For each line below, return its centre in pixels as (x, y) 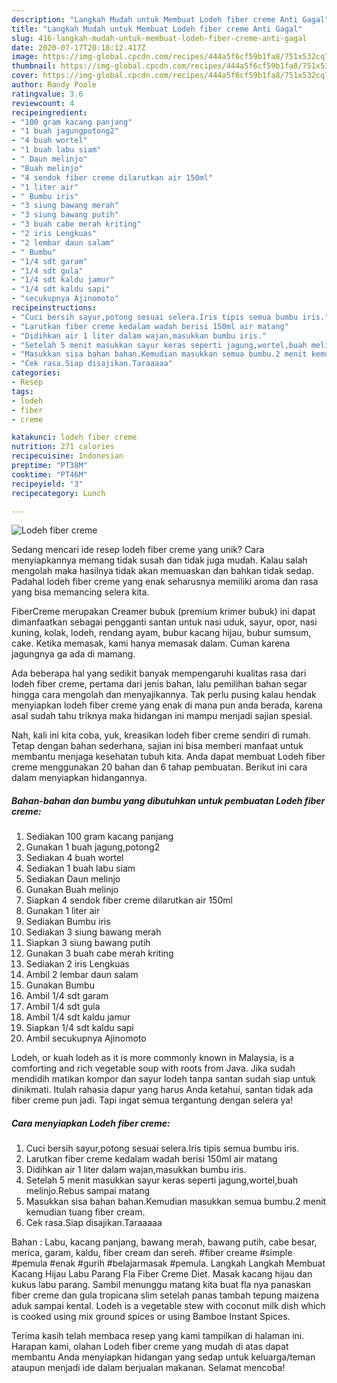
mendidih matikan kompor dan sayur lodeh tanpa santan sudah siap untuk (163, 1079)
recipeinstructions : (54, 308)
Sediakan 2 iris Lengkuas (77, 964)
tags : (22, 391)
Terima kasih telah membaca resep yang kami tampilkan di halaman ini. (158, 1336)
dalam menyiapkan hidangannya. (79, 778)
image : (25, 57)
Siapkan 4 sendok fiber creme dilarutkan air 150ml (129, 900)
